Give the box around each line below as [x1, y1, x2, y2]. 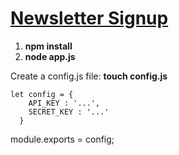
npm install [24, 40, 73, 52]
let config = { [10, 89, 74, 99]
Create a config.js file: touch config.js [10, 70, 168, 82]
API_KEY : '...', [28, 98, 101, 108]
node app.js [24, 50, 76, 62]
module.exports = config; [10, 133, 115, 145]
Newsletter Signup [10, 7, 169, 30]
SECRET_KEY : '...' [28, 107, 110, 117]
